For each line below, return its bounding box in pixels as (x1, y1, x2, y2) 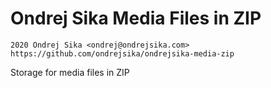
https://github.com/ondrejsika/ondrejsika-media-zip (10, 48, 235, 59)
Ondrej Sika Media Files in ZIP (10, 7, 262, 30)
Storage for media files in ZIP (10, 66, 130, 78)
